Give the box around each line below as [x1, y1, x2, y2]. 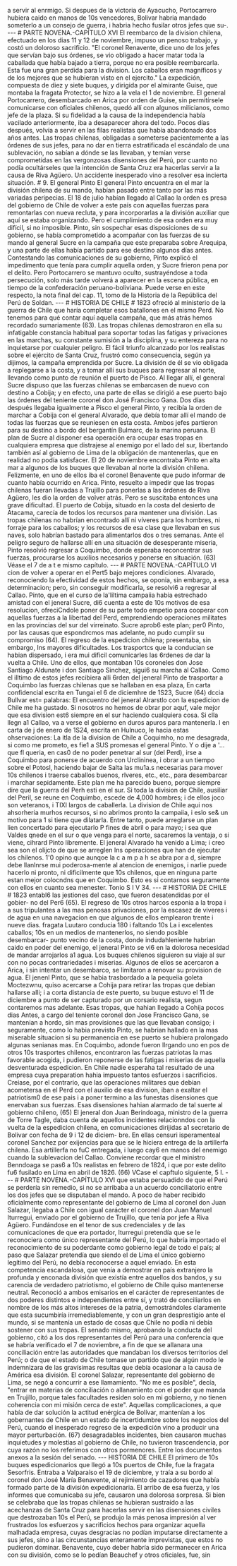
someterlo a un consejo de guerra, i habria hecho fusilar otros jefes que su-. [7, 21, 229, 29]
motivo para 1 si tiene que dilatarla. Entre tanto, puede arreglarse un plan [7, 816, 219, 824]
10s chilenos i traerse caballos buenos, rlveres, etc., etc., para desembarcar [7, 771, 228, 779]
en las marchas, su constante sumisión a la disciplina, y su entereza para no [7, 336, 228, 344]
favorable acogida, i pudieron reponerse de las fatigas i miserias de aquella [7, 1056, 226, 1064]
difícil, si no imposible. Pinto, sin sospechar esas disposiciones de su [7, 224, 208, 231]
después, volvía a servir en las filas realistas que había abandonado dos [7, 126, 217, 134]
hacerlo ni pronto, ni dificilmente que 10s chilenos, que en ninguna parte [7, 868, 217, 877]
